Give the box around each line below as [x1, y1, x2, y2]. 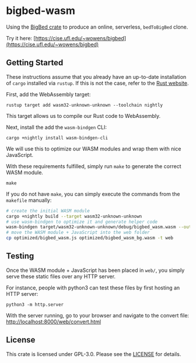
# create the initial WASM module [6, 208, 90, 214]
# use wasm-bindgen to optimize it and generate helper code [6, 219, 158, 225]
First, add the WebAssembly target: [6, 90, 91, 97]
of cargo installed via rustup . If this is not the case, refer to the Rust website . [6, 79, 189, 86]
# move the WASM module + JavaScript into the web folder [6, 229, 150, 236]
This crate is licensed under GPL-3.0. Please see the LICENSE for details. [6, 350, 181, 357]
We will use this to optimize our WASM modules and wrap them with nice [6, 145, 182, 152]
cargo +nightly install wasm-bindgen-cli [6, 135, 108, 141]
